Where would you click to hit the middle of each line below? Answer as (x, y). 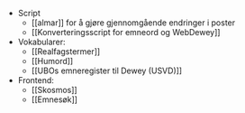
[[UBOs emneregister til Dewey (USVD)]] (107, 71)
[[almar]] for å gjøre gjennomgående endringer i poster (133, 23)
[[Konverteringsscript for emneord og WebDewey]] (126, 32)
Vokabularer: (41, 42)
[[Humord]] (52, 61)
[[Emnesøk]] (54, 99)
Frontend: (36, 80)
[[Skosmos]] (54, 90)
